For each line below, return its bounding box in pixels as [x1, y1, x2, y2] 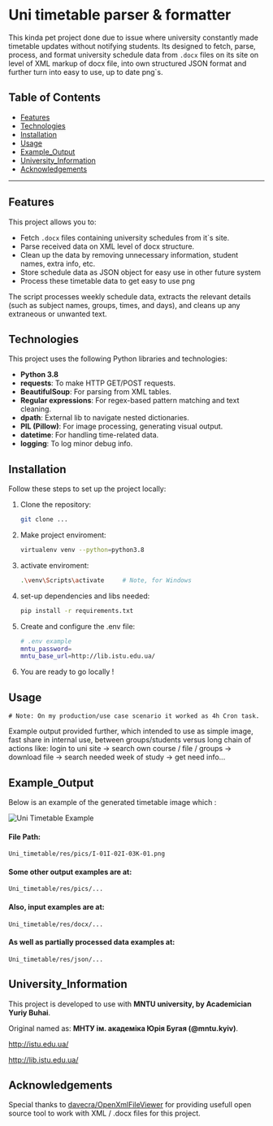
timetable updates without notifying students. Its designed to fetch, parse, [8, 41, 256, 50]
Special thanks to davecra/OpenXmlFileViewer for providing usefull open [8, 1100, 252, 1110]
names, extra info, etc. [19, 259, 96, 268]
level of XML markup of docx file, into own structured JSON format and [8, 59, 247, 68]
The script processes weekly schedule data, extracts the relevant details [8, 291, 252, 302]
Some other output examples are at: [8, 867, 132, 876]
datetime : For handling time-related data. [19, 430, 159, 440]
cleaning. [19, 404, 51, 414]
